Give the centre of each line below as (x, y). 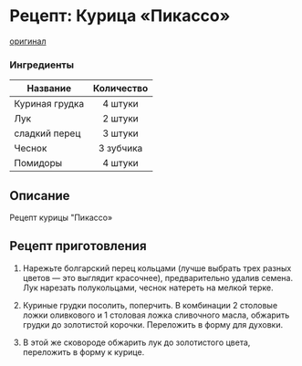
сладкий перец (47, 133)
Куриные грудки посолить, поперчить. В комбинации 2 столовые (150, 305)
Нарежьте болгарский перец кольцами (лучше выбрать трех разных (157, 268)
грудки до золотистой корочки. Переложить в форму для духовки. (153, 324)
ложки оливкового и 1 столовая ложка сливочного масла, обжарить (156, 315)
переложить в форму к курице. (83, 351)
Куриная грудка (49, 104)
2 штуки (120, 119)
